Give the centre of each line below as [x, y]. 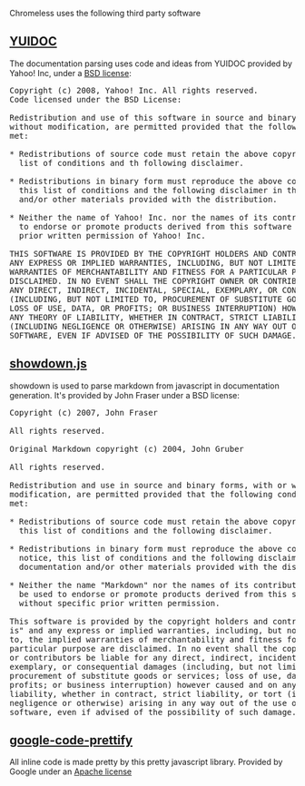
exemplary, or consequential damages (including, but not [141, 667]
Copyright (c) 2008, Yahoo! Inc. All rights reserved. [134, 90]
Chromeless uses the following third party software [105, 13]
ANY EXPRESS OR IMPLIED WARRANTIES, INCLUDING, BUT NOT [136, 263]
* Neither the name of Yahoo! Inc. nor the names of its [139, 217]
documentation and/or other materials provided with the [148, 567]
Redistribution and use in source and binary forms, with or [148, 485]
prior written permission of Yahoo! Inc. [112, 236]
